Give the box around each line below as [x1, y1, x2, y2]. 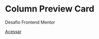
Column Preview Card [5, 3, 95, 14]
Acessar [5, 28, 22, 34]
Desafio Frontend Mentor [5, 19, 55, 25]
